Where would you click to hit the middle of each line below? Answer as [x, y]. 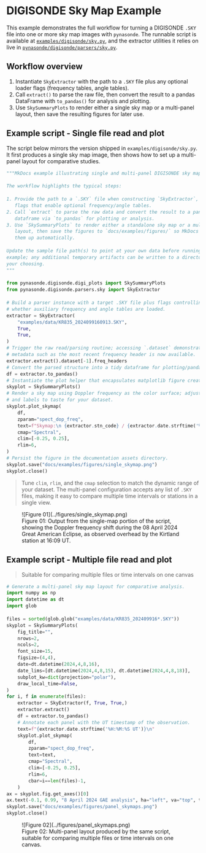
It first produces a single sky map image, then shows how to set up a [93, 155]
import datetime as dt [35, 599]
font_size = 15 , [35, 652]
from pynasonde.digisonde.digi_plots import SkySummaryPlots [86, 283]
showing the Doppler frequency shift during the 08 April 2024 [100, 527]
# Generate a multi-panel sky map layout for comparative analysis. [96, 586]
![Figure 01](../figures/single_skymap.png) [74, 514]
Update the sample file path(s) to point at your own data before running [104, 251]
